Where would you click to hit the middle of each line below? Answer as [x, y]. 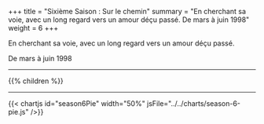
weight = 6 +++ [33, 28]
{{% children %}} [36, 81]
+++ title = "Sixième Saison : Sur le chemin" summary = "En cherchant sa [127, 11]
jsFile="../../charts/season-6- [194, 104]
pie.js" [18, 112]
